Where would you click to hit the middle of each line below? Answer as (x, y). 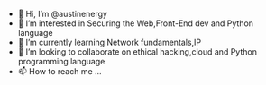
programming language (61, 61)
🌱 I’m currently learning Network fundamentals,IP (109, 42)
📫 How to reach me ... (60, 71)
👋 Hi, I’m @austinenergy (63, 14)
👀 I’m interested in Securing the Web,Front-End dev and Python (136, 23)
